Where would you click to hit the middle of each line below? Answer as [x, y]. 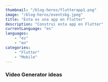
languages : [17, 33]
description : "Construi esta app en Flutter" [54, 24]
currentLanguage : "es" [29, 29]
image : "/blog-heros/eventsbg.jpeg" [44, 15]
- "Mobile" [26, 57]
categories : [18, 48]
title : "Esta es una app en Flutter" [45, 19]
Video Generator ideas [34, 75]
